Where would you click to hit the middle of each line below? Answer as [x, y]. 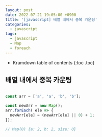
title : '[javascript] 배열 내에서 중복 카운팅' [52, 19]
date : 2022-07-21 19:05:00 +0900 [41, 15]
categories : [18, 24]
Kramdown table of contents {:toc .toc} [54, 62]
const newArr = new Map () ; [34, 106]
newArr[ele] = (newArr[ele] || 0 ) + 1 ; [52, 116]
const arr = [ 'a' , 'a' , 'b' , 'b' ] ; [43, 97]
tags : [11, 34]
